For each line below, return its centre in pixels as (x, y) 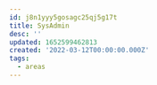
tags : (19, 58)
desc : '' (25, 34)
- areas (32, 67)
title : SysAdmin (39, 26)
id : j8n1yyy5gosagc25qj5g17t (63, 17)
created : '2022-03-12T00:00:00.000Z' (79, 50)
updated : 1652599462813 (54, 42)
